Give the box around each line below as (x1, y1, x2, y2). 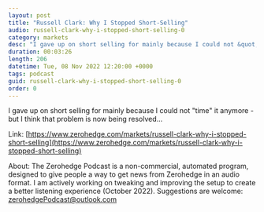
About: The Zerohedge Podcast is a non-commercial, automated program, (8, 162, 249, 171)
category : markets (8, 33, 69, 42)
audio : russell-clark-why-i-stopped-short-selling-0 (8, 26, 185, 34)
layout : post (8, 11, 51, 20)
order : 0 (8, 84, 37, 93)
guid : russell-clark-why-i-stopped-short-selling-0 (8, 77, 181, 85)
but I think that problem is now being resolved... (8, 115, 163, 124)
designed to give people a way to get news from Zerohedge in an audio (8, 170, 240, 179)
